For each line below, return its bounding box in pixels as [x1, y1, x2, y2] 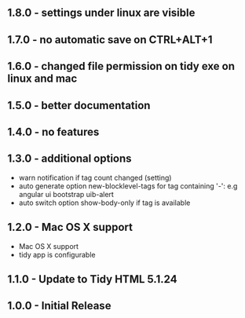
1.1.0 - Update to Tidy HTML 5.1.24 [7, 272, 177, 286]
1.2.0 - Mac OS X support [7, 221, 133, 234]
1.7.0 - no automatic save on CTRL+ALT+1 [7, 33, 213, 46]
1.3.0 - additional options [7, 152, 132, 166]
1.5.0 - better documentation [7, 98, 151, 112]
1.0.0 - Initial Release [7, 299, 112, 313]
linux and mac [7, 72, 78, 86]
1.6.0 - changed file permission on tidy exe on [7, 60, 235, 73]
